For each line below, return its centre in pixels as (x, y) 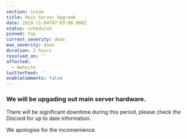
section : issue (25, 12)
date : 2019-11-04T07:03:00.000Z (46, 23)
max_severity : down (30, 45)
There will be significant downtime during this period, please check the (93, 112)
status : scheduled (29, 28)
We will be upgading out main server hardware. (76, 99)
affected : (19, 61)
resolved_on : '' (26, 56)
